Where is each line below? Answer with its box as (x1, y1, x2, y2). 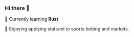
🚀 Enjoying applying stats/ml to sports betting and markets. (5, 26, 129, 32)
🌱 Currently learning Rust (5, 16, 58, 22)
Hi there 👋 (5, 5, 30, 12)
